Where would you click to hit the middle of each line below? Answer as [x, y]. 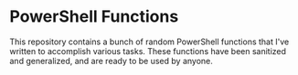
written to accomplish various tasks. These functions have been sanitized [148, 51]
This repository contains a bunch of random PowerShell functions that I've [149, 42]
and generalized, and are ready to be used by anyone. [111, 61]
